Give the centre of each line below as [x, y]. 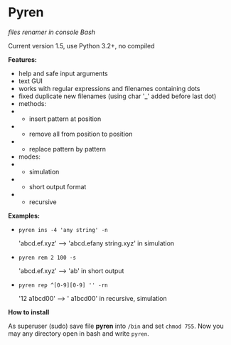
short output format [58, 186]
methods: [32, 103]
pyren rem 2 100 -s [47, 258]
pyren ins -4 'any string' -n [63, 230]
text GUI [31, 81]
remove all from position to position [81, 134]
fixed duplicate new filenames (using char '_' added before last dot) [117, 96]
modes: [29, 156]
